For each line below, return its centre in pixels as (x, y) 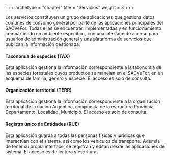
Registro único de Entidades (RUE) (42, 124)
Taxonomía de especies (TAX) (38, 56)
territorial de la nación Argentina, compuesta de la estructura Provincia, (80, 107)
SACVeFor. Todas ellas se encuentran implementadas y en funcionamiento (83, 28)
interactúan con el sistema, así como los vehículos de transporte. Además (83, 141)
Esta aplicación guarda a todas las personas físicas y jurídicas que (75, 135)
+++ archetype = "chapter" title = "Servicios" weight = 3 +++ (70, 7)
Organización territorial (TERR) (39, 90)
